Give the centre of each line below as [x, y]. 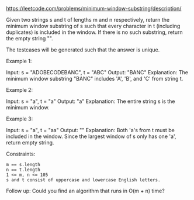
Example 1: [19, 61]
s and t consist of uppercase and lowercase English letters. [83, 180]
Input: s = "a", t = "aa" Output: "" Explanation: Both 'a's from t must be [91, 130]
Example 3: [20, 119]
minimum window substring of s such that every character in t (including [93, 26]
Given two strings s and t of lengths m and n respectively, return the [88, 20]
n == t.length [23, 170]
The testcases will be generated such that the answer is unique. [83, 50]
